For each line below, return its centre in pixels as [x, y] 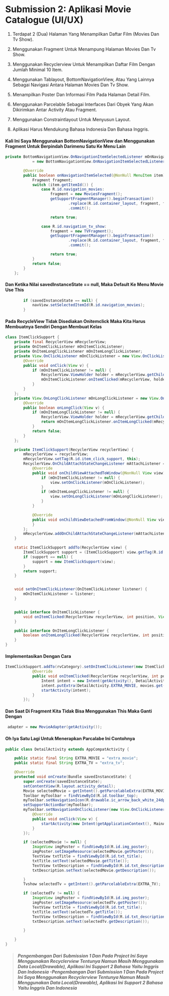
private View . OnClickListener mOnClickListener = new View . [78, 356]
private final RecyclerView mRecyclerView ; [61, 342]
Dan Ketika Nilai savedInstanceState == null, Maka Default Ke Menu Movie [84, 284]
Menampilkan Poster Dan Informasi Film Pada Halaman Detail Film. [81, 94]
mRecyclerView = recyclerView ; [56, 454]
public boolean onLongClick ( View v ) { [64, 408]
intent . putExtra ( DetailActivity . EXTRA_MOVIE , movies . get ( [103, 685]
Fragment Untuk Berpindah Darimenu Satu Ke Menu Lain [65, 146]
